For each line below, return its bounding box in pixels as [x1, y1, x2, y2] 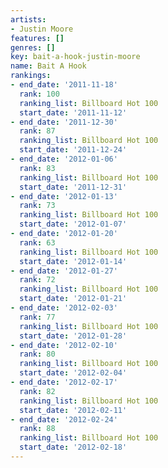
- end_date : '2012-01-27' [10, 266, 118, 276]
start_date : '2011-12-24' [19, 145, 128, 155]
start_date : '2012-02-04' [19, 368, 128, 378]
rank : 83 [19, 163, 56, 173]
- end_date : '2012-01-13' [10, 191, 118, 201]
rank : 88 [19, 424, 56, 434]
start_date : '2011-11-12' [19, 107, 128, 118]
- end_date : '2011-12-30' [10, 117, 118, 127]
